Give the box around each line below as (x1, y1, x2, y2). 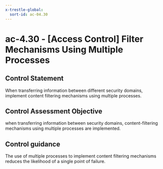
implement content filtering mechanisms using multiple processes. (5, 92, 142, 98)
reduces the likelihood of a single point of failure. (5, 159, 106, 165)
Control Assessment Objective (5, 107, 103, 115)
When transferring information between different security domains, (5, 87, 143, 93)
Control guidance (5, 140, 61, 148)
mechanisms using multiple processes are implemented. (5, 125, 121, 132)
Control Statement (5, 74, 64, 83)
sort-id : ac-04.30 (9, 12, 48, 17)
